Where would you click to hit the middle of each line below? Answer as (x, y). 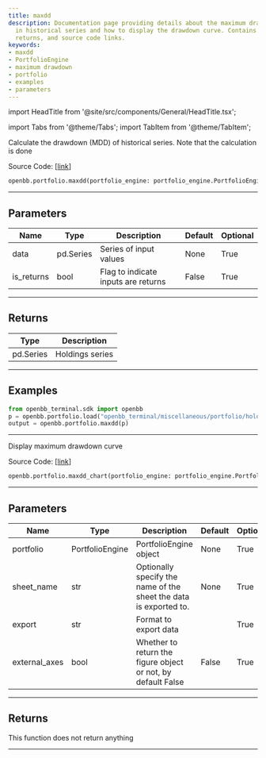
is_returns (31, 277)
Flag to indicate (129, 272)
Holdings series (84, 354)
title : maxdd (30, 15)
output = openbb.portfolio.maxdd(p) (68, 424)
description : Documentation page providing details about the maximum (127, 23)
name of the (158, 587)
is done (21, 151)
